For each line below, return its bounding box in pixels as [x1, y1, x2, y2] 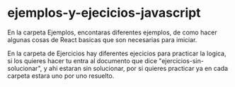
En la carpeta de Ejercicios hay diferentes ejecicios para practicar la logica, [7, 49, 227, 58]
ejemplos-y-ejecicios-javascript [7, 5, 201, 21]
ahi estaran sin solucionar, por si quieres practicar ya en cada [48, 64, 229, 72]
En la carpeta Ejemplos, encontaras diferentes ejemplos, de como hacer [7, 28, 217, 36]
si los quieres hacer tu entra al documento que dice [7, 56, 158, 65]
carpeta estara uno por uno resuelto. [7, 72, 115, 80]
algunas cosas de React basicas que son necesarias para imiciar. [7, 35, 197, 43]
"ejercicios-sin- [159, 56, 204, 65]
